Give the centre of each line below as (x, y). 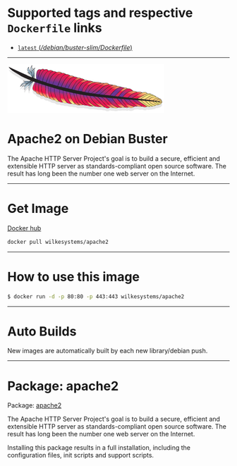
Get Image (38, 209)
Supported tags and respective (100, 13)
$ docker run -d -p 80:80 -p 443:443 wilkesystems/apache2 (96, 296)
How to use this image (73, 277)
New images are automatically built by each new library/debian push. (108, 351)
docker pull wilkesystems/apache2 (58, 242)
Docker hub (24, 228)
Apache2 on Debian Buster (87, 139)
